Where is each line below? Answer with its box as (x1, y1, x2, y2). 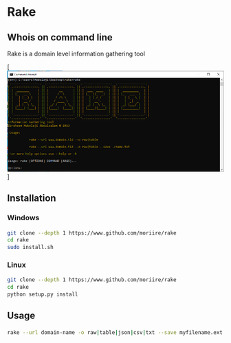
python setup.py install (7, 291, 78, 298)
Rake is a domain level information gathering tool (7, 49, 146, 58)
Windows (7, 213, 40, 223)
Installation (7, 193, 56, 204)
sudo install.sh (7, 244, 54, 251)
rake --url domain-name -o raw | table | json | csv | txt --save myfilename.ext (7, 329, 223, 336)
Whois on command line (7, 32, 113, 43)
